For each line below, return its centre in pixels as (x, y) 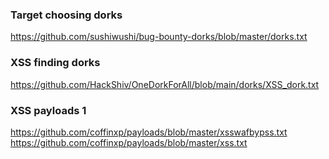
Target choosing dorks (66, 15)
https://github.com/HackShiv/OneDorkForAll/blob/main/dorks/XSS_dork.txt (165, 84)
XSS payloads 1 (48, 110)
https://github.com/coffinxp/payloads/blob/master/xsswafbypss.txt (149, 132)
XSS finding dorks (55, 63)
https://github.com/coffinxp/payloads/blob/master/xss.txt (129, 142)
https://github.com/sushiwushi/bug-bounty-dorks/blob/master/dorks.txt (159, 37)
